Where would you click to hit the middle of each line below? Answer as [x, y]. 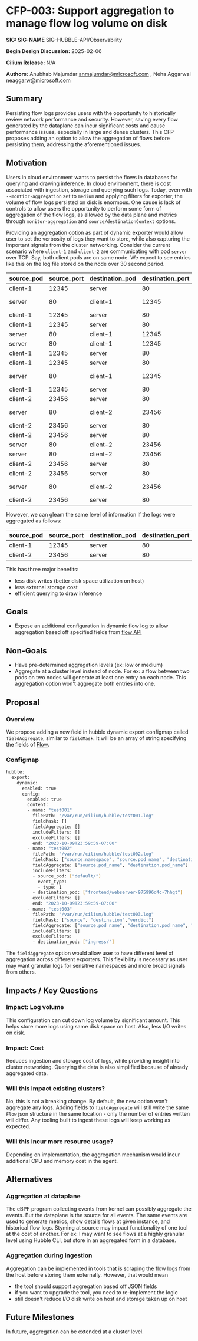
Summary [24, 99]
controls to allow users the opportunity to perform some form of [84, 208]
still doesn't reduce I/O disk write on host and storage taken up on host [101, 1299]
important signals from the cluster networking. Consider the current [88, 245]
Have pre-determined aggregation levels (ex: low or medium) [89, 665]
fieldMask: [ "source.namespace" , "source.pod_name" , [98, 860]
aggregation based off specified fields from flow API [78, 632]
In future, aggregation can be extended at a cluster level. [75, 1332]
